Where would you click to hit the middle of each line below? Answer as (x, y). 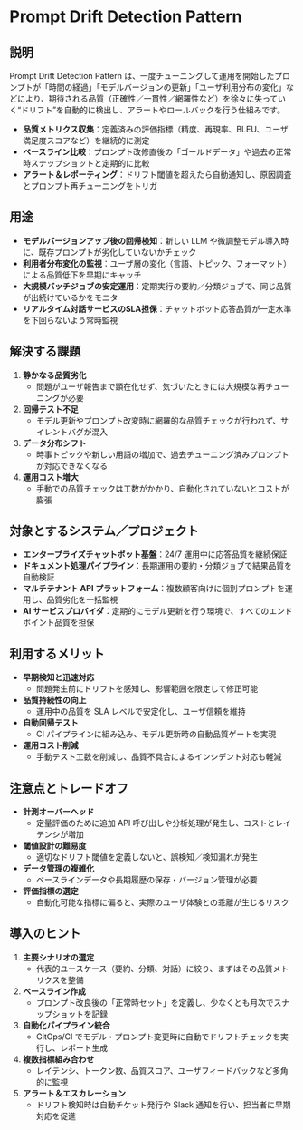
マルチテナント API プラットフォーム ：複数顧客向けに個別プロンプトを (154, 589)
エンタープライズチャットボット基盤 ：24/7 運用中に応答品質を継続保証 (155, 554)
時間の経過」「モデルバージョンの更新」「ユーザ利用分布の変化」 (167, 87)
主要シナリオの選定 (58, 957)
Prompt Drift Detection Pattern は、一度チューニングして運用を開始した (142, 76)
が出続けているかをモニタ (70, 297)
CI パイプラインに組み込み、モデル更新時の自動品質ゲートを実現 (156, 734)
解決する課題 (45, 351)
